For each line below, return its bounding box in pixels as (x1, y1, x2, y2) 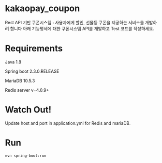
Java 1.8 (5, 59, 22, 65)
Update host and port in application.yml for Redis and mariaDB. (5, 120, 131, 126)
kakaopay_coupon (5, 3, 80, 14)
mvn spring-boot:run (5, 153, 47, 158)
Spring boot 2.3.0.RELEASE (5, 68, 59, 74)
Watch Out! (5, 104, 52, 115)
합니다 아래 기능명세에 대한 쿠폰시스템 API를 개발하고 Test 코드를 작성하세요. (10, 25, 155, 32)
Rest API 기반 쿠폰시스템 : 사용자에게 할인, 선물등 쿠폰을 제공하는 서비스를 (5, 19, 144, 25)
